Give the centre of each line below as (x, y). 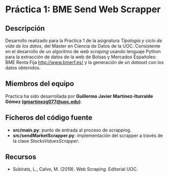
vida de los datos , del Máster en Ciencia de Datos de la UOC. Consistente (83, 46)
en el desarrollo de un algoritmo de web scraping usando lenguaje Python (83, 51)
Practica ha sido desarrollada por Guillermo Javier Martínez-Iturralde (79, 96)
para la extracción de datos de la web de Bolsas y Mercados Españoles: (81, 57)
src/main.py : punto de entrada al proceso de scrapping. (72, 130)
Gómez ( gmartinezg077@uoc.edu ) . (44, 101)
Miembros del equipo (40, 84)
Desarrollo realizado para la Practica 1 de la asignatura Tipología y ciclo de (84, 40)
